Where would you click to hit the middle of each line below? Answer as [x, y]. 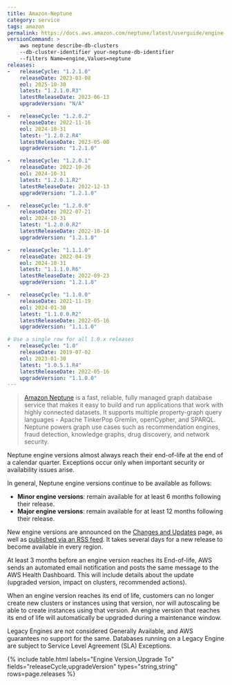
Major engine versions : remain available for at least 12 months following [120, 511]
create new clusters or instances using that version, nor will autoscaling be [114, 603]
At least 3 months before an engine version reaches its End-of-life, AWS [110, 560]
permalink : [23, 33]
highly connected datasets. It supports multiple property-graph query [123, 412]
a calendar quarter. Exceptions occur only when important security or [106, 463]
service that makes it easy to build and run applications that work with [124, 405]
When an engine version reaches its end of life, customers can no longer [110, 596]
